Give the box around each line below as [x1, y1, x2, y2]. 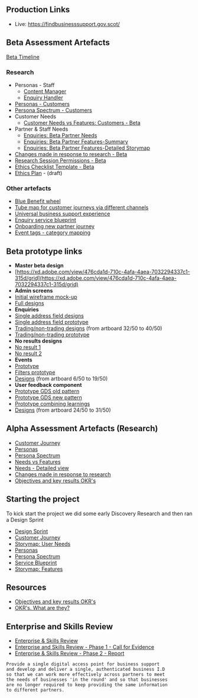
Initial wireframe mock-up [14, 293, 78, 300]
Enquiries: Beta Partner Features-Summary [23, 138, 128, 145]
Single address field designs [14, 312, 84, 319]
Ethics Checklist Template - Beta [14, 163, 95, 170]
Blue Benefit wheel [14, 198, 61, 205]
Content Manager [23, 88, 67, 95]
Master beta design [14, 262, 64, 269]
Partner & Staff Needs [14, 125, 69, 133]
